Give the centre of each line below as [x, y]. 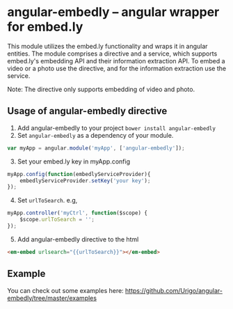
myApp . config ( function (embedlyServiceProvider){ [79, 174]
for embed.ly [45, 27]
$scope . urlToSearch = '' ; [57, 220]
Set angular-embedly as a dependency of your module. [95, 135]
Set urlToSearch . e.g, [47, 200]
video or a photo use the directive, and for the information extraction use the [117, 68]
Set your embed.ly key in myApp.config [74, 161]
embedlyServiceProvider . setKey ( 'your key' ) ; [85, 181]
